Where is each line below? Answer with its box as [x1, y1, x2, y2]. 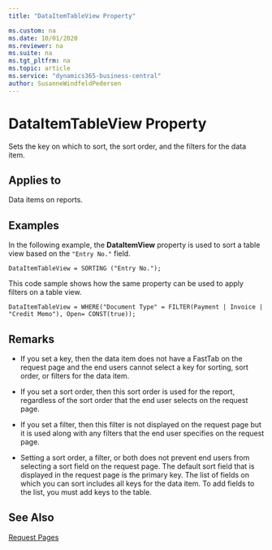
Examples [8, 219, 59, 232]
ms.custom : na [8, 26, 57, 35]
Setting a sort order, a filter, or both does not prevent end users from [19, 453, 250, 462]
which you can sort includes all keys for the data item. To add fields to [19, 479, 255, 488]
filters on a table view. [8, 288, 82, 297]
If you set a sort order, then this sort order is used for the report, [19, 387, 235, 396]
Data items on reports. [8, 195, 84, 205]
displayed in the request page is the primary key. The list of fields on [19, 470, 250, 479]
